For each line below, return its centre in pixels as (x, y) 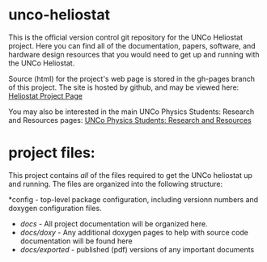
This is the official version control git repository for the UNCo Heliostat (125, 37)
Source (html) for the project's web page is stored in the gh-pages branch (131, 78)
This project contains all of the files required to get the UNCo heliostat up (131, 175)
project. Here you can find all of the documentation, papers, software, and (132, 45)
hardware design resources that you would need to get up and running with (134, 54)
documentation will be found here (76, 241)
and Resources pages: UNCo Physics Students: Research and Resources (130, 120)
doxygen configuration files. (55, 208)
